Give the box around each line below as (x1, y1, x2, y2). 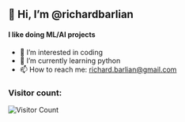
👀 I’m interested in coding (19, 47, 104, 57)
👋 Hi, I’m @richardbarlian (8, 8, 134, 21)
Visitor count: (8, 87, 62, 98)
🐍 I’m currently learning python (19, 56, 121, 65)
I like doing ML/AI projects (8, 29, 96, 39)
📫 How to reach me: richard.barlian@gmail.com (19, 65, 177, 74)
